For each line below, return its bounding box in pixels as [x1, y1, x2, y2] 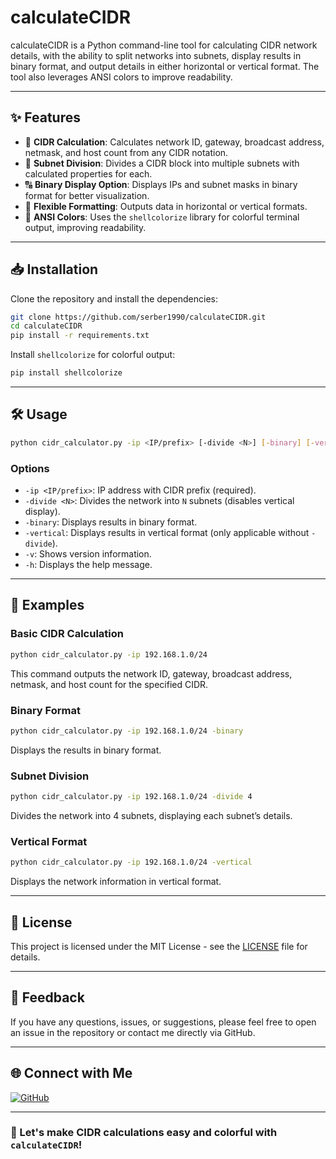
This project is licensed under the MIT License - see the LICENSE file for [10, 940, 308, 952]
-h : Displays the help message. [24, 559, 153, 571]
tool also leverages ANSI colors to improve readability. [10, 71, 233, 83]
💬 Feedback [10, 989, 85, 1006]
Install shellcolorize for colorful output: [10, 349, 176, 361]
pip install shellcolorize [10, 368, 123, 378]
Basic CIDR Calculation [10, 627, 124, 641]
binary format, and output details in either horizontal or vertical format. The [10, 60, 320, 72]
